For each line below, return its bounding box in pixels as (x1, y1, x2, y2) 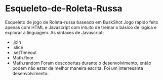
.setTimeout (12, 50, 37, 55)
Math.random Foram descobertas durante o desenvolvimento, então (12, 60, 152, 66)
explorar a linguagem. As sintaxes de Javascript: (5, 29, 104, 35)
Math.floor (12, 54, 34, 60)
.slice (12, 44, 24, 50)
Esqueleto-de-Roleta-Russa (5, 3, 122, 14)
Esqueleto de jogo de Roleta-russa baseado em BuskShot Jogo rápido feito (5, 19, 159, 25)
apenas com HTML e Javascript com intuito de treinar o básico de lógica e (5, 24, 157, 30)
